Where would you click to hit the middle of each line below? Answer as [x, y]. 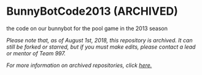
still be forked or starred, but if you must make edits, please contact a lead [101, 47]
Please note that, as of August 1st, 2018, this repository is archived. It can [99, 40]
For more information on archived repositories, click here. [79, 65]
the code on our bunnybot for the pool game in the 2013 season [87, 28]
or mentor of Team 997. [36, 53]
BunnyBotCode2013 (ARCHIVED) [92, 11]
